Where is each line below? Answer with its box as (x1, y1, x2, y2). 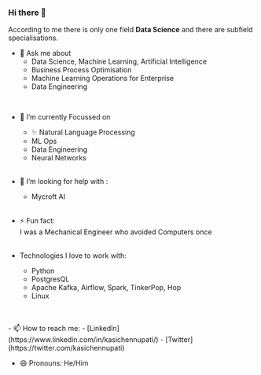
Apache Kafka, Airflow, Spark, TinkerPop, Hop (31, 283, 182, 292)
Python (31, 267, 55, 276)
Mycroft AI (31, 192, 65, 201)
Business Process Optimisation (31, 65, 132, 75)
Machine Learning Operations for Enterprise (31, 74, 175, 83)
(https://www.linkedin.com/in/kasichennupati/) (8, 335, 159, 344)
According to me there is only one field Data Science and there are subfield (8, 25, 253, 35)
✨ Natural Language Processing (31, 127, 135, 137)
